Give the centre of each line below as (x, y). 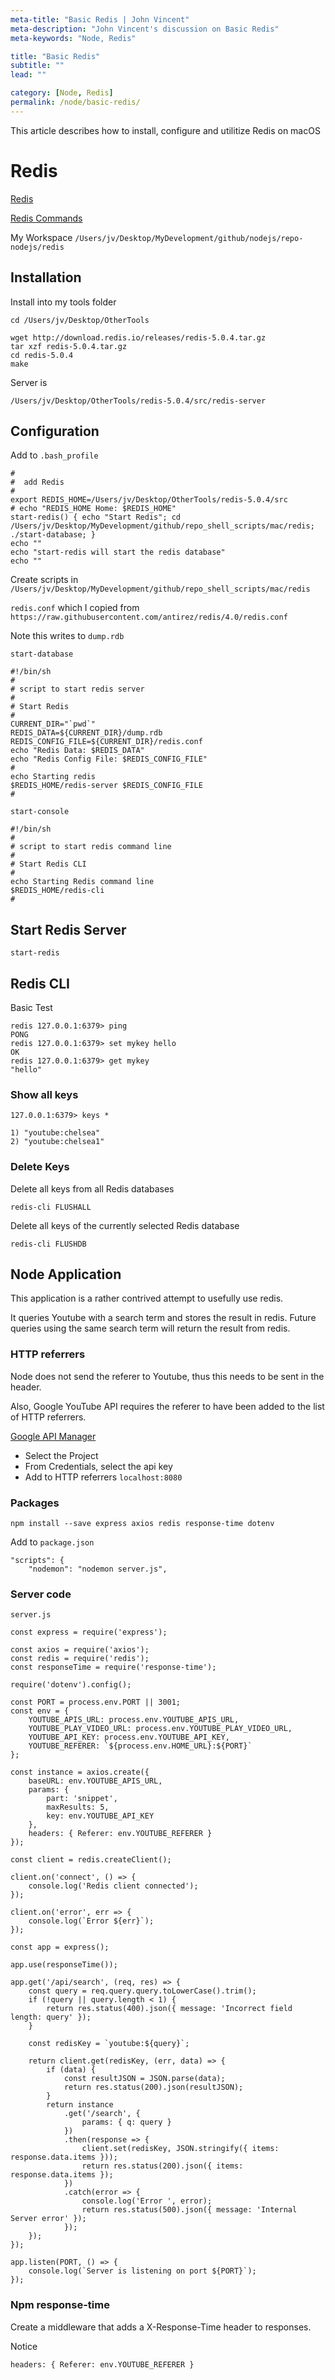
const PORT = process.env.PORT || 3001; (96, 1702)
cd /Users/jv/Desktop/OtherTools (80, 320)
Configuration (55, 431)
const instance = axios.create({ (80, 1772)
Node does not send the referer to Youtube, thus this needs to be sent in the (167, 1376)
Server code (41, 1594)
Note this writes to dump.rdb (67, 636)
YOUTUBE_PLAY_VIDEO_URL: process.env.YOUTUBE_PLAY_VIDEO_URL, (160, 1729)
